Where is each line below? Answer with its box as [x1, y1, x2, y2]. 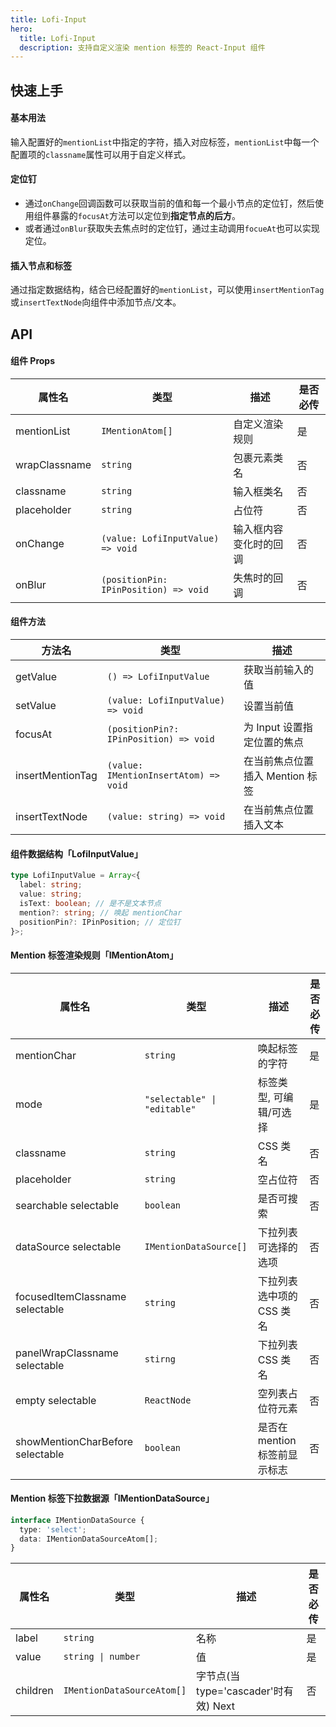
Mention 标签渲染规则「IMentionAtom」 [10, 949, 179, 961]
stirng [144, 1353, 176, 1365]
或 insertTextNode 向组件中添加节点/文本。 [10, 296, 182, 308]
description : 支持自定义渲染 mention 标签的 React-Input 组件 [19, 42, 266, 53]
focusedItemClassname [15, 1289, 127, 1303]
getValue [15, 670, 58, 684]
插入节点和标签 [10, 259, 72, 271]
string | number [63, 1651, 141, 1663]
